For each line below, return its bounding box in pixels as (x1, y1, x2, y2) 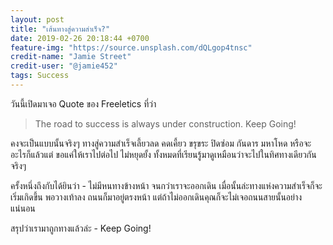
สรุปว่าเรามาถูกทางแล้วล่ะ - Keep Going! (10, 222, 152, 234)
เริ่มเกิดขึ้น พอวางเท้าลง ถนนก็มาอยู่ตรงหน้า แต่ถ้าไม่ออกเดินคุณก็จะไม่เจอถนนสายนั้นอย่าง (10, 191, 303, 203)
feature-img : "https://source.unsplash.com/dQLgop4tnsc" (10, 42, 253, 53)
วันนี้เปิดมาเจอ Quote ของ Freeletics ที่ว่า (10, 97, 157, 110)
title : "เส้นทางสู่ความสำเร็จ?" (10, 24, 111, 34)
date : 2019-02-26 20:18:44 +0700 (10, 33, 150, 43)
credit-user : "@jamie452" (10, 61, 118, 71)
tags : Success (10, 71, 70, 81)
